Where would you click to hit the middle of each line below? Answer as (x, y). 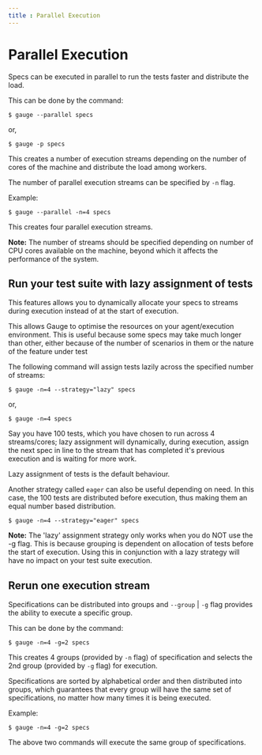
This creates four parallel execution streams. (80, 227)
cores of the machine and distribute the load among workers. (108, 167)
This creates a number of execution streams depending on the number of (127, 158)
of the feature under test (48, 352)
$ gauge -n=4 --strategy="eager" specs (74, 521)
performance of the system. (54, 259)
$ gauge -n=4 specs (40, 419)
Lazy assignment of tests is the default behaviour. (89, 474)
